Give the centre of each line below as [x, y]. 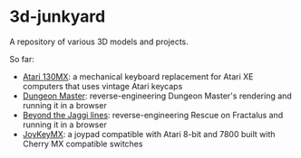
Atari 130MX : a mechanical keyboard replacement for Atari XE [138, 76]
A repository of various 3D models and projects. [99, 42]
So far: [22, 59]
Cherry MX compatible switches [83, 144]
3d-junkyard [58, 17]
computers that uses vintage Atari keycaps [102, 86]
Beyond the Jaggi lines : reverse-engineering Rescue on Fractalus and [153, 115]
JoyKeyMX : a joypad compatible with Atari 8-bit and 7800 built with [149, 134]
